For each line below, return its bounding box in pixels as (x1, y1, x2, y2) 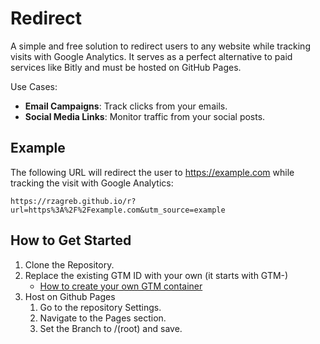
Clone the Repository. (24, 258, 115, 271)
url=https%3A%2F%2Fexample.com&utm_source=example (10, 205, 226, 215)
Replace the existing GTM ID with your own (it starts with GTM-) (24, 269, 289, 281)
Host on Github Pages (24, 290, 116, 302)
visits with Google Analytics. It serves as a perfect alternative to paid (10, 50, 293, 62)
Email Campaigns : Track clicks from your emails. (24, 100, 228, 112)
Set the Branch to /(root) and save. (39, 322, 183, 334)
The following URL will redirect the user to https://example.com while (10, 166, 295, 178)
